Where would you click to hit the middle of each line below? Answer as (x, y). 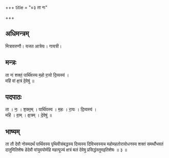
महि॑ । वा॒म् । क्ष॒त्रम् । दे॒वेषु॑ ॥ (29, 115)
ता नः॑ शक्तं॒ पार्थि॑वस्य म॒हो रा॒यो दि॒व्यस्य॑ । (37, 75)
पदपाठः (14, 97)
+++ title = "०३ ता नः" (26, 7)
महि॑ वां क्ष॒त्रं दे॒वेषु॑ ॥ (20, 81)
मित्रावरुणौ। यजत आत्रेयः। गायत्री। (34, 46)
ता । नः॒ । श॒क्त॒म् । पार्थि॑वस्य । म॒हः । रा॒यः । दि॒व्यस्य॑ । (51, 109)
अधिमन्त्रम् (17, 34)
